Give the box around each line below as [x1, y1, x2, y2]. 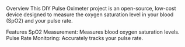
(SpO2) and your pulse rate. [6, 17, 73, 24]
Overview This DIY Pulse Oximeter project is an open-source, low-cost [6, 5, 176, 12]
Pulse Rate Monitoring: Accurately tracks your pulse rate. [6, 35, 144, 41]
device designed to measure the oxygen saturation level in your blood [6, 11, 174, 18]
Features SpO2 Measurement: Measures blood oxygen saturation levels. [6, 28, 180, 35]
